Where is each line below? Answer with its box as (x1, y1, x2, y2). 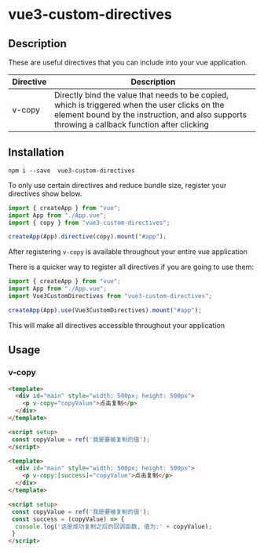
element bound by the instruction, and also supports (54, 109, 247, 120)
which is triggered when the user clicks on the (54, 100, 225, 110)
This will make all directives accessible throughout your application (8, 320, 225, 330)
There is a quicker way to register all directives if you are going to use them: (8, 262, 254, 272)
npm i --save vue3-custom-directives (8, 167, 135, 175)
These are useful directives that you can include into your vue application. (8, 57, 248, 67)
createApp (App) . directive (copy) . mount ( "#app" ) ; (8, 233, 167, 241)
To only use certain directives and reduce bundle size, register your (8, 180, 227, 190)
